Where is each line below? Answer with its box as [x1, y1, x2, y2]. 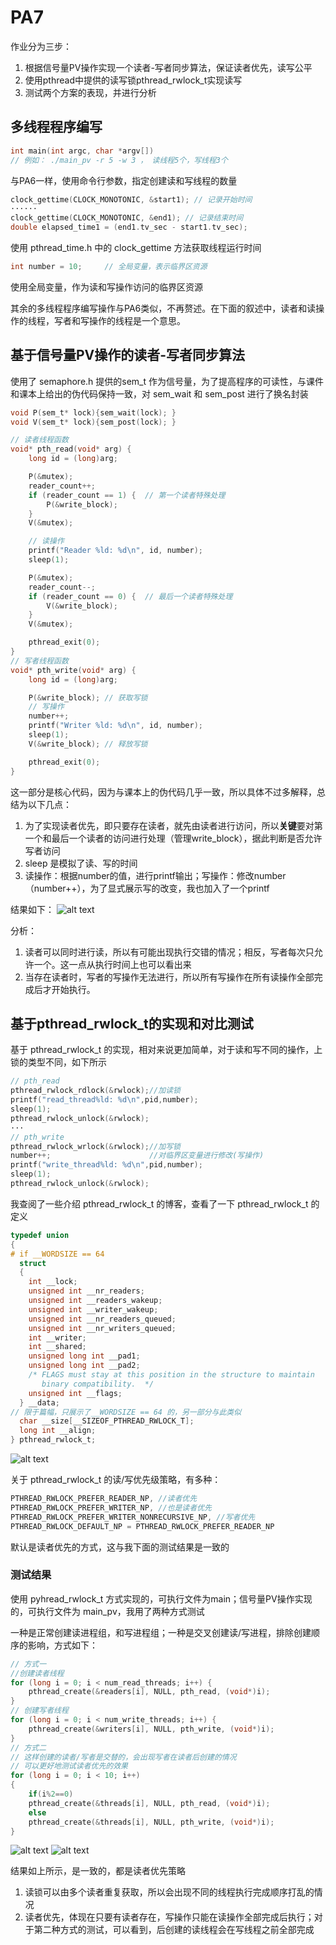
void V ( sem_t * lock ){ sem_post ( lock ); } [10, 417, 177, 427]
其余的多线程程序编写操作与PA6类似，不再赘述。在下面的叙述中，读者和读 [10, 302, 317, 314]
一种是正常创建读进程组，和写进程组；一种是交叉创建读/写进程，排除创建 [10, 1626, 312, 1638]
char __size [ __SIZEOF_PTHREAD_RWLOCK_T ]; [19, 1416, 195, 1426]
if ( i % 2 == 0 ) [28, 1789, 74, 1800]
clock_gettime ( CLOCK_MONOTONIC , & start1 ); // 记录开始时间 [10, 194, 253, 205]
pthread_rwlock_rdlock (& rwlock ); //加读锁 [10, 1086, 181, 1096]
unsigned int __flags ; [28, 1388, 123, 1398]
